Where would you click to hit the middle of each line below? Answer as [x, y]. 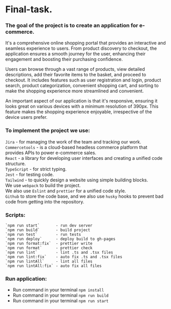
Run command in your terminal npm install [58, 290]
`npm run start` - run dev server [49, 226]
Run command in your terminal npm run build [61, 295]
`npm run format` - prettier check [49, 248]
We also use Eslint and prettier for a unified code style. [66, 191]
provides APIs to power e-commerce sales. [51, 153]
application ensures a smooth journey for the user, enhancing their [76, 54]
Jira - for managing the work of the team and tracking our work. [73, 141]
